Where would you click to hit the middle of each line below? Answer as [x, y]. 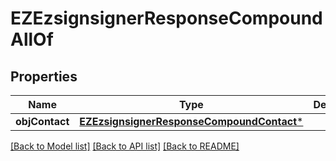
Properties [44, 76]
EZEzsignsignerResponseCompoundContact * [191, 121]
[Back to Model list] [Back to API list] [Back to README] [125, 146]
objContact [42, 121]
